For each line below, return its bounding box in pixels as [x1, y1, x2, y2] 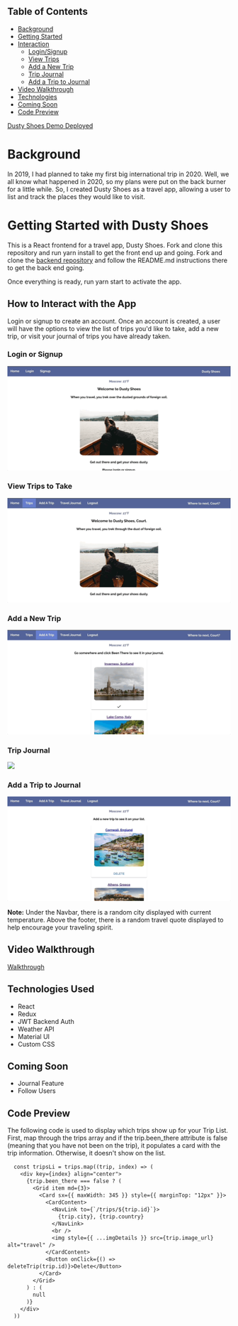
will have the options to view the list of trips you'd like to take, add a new [7, 324, 220, 333]
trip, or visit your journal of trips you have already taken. [7, 332, 171, 340]
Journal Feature [17, 1079, 64, 1088]
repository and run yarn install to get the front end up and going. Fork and [7, 248, 223, 257]
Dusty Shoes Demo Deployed [7, 121, 93, 130]
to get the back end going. [7, 263, 85, 272]
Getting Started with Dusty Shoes [7, 217, 209, 233]
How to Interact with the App [7, 298, 137, 310]
